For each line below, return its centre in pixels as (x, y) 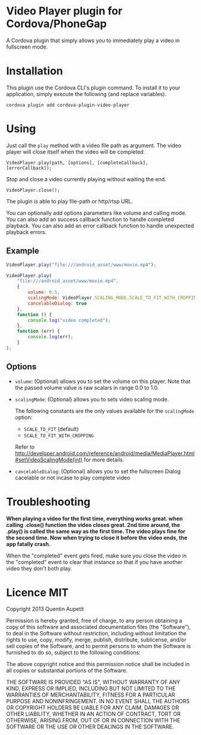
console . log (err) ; (51, 337)
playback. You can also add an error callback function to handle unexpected (100, 226)
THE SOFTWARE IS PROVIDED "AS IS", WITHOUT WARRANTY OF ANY (93, 682)
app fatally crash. (28, 544)
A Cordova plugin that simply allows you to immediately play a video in (93, 40)
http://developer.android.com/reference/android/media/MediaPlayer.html (105, 453)
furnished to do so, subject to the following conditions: (73, 653)
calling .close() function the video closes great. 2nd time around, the (93, 525)
